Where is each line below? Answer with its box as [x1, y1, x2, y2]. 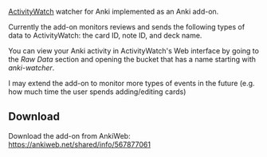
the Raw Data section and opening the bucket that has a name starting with [8, 55, 257, 64]
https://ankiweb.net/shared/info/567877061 [8, 139, 151, 149]
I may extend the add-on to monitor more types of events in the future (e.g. [8, 79, 255, 88]
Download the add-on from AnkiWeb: [8, 131, 131, 140]
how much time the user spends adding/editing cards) [8, 87, 187, 96]
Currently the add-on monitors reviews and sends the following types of [8, 22, 245, 31]
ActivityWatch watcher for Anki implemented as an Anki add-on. [8, 7, 219, 16]
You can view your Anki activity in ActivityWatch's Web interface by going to [8, 46, 259, 55]
